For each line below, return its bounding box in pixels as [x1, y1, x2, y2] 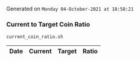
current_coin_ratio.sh [6, 34, 63, 40]
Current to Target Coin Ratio [6, 20, 91, 28]
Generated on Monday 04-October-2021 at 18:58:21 [6, 5, 134, 12]
